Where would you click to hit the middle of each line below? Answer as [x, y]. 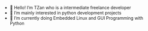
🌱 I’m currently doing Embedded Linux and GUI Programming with [76, 18]
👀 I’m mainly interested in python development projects [65, 13]
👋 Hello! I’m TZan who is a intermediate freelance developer [70, 8]
